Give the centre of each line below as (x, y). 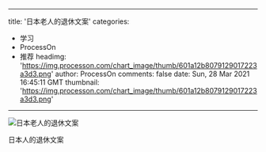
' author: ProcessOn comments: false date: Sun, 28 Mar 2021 (150, 74)
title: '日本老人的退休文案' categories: (69, 21)
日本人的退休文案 (36, 140)
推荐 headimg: (43, 57)
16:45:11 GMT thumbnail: (59, 82)
